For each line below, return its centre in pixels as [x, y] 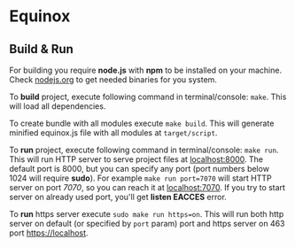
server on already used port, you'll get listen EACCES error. [118, 197]
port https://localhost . [49, 233]
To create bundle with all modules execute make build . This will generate [142, 123]
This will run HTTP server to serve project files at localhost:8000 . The [136, 159]
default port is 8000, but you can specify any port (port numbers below [140, 169]
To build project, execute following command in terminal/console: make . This [148, 96]
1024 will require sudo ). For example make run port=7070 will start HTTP [140, 178]
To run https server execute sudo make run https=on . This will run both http [147, 214]
